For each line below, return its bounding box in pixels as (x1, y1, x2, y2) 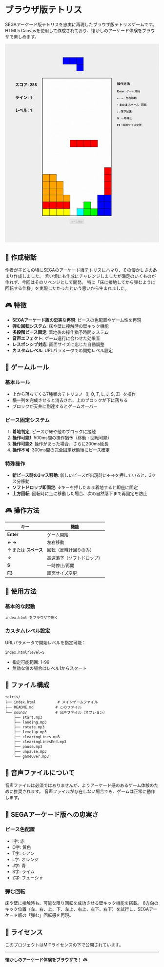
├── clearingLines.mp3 (14, 735, 60, 740)
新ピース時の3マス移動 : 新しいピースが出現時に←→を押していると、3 (12, 472, 152, 478)
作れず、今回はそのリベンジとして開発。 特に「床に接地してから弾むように (5, 279, 156, 285)
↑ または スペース (7, 547, 43, 553)
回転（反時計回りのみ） (47, 547, 94, 553)
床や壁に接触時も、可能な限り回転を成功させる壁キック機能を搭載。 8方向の (5, 900, 159, 906)
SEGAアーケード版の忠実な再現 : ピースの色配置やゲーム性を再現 (12, 317, 142, 322)
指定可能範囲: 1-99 (12, 659, 50, 665)
